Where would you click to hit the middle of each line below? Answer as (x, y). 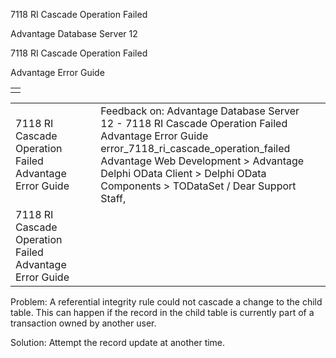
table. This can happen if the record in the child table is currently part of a (162, 312)
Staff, (113, 198)
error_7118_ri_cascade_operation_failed (195, 148)
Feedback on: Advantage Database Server (200, 111)
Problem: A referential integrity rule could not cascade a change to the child (166, 302)
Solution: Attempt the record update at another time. (118, 342)
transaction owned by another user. (83, 323)
